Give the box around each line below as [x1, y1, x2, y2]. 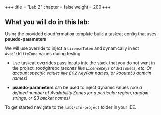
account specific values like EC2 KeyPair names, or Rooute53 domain [12, 70, 151, 76]
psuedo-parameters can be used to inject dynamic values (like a [12, 85, 142, 90]
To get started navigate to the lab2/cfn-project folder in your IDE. [5, 104, 137, 110]
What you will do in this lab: [5, 18, 90, 26]
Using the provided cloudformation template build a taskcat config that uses [5, 31, 157, 37]
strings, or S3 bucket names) [12, 95, 70, 101]
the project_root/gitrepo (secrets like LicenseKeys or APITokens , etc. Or [12, 65, 152, 71]
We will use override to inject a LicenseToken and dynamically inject [5, 45, 139, 51]
